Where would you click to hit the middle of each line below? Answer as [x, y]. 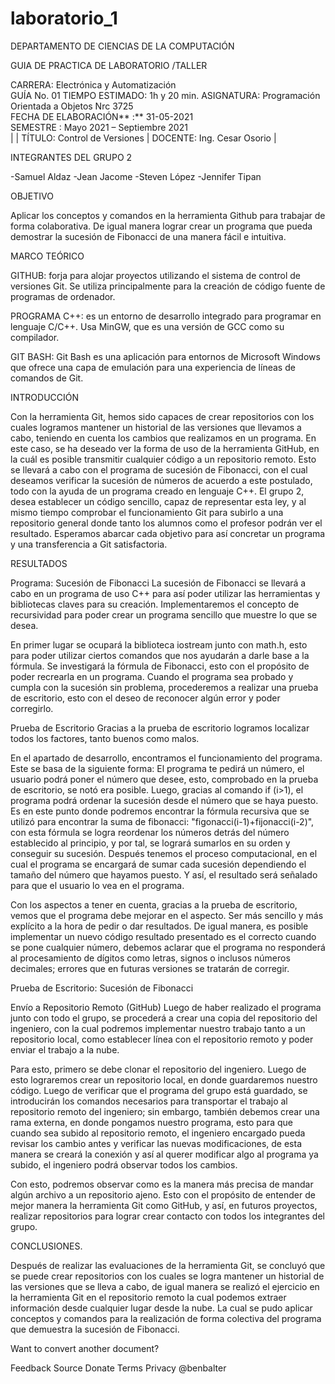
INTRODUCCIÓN [45, 397]
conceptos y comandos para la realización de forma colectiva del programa [166, 1318]
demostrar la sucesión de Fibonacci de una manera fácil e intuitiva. [148, 236]
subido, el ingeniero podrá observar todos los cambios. [124, 1164]
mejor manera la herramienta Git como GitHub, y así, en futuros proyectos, [164, 1205]
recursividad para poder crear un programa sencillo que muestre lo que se [164, 614]
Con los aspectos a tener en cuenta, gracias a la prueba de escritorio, [154, 904]
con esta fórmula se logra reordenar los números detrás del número [150, 832]
